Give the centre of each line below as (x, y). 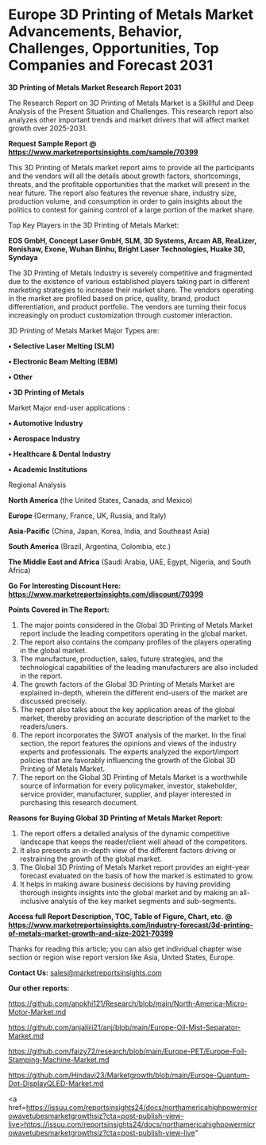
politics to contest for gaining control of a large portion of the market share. (131, 209)
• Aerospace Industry (44, 438)
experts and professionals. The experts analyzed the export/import (129, 752)
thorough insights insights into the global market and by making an (129, 892)
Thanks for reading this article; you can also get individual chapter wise (125, 948)
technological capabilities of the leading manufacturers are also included (139, 667)
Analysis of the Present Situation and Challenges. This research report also (131, 111)
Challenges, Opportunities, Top (114, 49)
